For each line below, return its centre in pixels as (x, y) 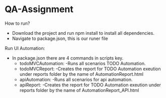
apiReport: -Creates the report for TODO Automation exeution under (90, 85)
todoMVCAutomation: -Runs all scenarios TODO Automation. (82, 63)
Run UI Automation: (25, 48)
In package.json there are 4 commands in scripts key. (68, 58)
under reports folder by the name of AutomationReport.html (81, 74)
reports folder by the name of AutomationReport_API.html (79, 90)
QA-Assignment (39, 9)
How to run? (17, 23)
